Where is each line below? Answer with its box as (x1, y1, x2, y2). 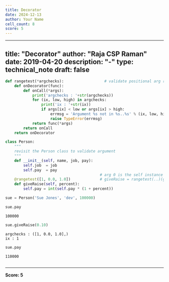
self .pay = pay (23, 167, 57, 173)
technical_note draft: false (5, 65, 90, 74)
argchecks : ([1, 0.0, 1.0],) (5, 232, 69, 237)
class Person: (5, 139, 35, 144)
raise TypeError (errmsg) (50, 116, 102, 121)
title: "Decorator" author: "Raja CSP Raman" (5, 49, 147, 58)
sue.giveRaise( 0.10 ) (5, 222, 49, 228)
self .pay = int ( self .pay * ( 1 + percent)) (23, 186, 114, 192)
